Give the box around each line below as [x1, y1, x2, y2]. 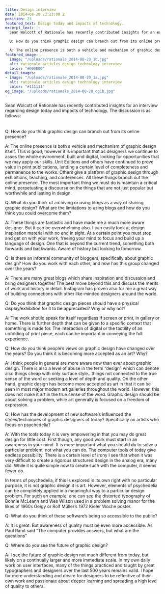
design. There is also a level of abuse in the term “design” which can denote [5, 365, 159, 371]
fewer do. [5, 467, 25, 474]
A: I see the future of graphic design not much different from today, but [5, 552, 149, 558]
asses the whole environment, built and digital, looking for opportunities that [5, 153, 160, 160]
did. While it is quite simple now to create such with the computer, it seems [5, 462, 157, 468]
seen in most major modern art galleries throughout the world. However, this [5, 386, 160, 392]
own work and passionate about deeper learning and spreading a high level [5, 578, 158, 584]
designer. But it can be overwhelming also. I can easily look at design [5, 224, 145, 231]
